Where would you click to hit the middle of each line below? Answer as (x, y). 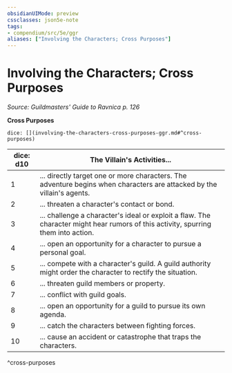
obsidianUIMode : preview (43, 13)
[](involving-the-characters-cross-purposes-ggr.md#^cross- (114, 133)
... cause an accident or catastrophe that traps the (120, 337)
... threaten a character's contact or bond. (107, 204)
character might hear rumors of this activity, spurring (126, 224)
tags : (15, 26)
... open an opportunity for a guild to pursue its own (123, 306)
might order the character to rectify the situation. (119, 272)
